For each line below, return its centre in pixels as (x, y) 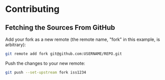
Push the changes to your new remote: (45, 63)
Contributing (32, 9)
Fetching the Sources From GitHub (60, 28)
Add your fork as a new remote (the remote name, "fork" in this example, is (83, 39)
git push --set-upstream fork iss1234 (46, 72)
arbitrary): (16, 45)
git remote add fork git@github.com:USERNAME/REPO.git (64, 54)
